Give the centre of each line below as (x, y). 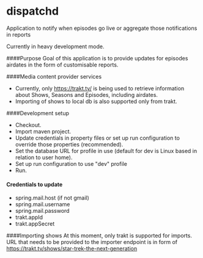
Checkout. (28, 125)
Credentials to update (35, 184)
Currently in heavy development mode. (56, 46)
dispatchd (33, 11)
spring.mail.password (42, 211)
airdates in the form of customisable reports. (62, 65)
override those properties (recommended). (69, 144)
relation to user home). (44, 157)
